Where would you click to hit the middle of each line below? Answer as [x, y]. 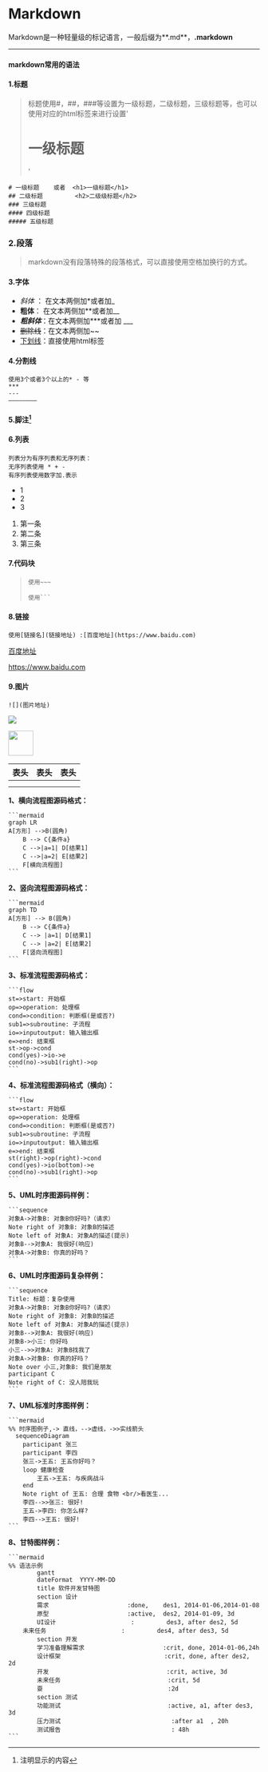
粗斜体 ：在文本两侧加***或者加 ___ [76, 321]
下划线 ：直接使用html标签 [62, 341]
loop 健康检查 [43, 1470]
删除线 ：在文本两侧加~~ [59, 331]
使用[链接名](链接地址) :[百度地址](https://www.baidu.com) [102, 635]
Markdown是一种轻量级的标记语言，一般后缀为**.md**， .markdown [120, 37]
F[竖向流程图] [43, 953]
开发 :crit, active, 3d [132, 1672]
